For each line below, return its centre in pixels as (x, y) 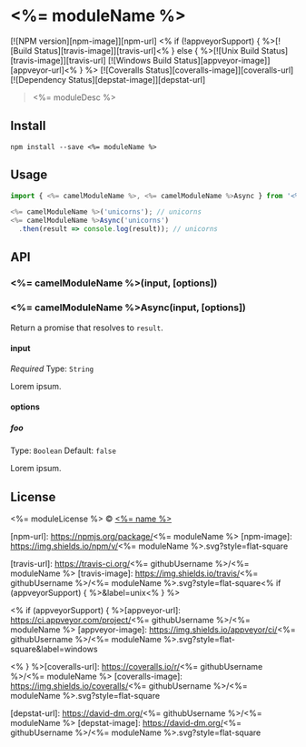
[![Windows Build (139, 60)
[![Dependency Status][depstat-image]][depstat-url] (108, 79)
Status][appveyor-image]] (222, 60)
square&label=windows (54, 649)
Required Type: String (52, 368)
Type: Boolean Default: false (64, 450)
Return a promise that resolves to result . (87, 328)
